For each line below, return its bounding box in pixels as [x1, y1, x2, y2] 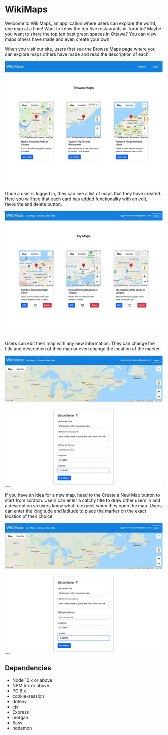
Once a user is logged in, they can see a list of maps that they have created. [5, 191, 162, 197]
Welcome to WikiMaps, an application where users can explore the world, [5, 20, 156, 26]
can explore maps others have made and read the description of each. [5, 51, 150, 57]
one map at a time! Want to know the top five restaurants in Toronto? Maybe [5, 25, 161, 31]
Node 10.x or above [12, 677, 53, 683]
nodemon [12, 725, 32, 731]
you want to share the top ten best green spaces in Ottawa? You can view [5, 31, 157, 37]
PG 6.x [12, 688, 26, 694]
